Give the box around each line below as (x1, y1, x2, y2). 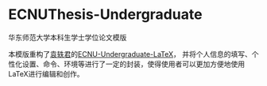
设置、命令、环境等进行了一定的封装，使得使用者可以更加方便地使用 (21, 59, 245, 69)
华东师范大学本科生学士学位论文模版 (8, 32, 127, 42)
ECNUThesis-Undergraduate (8, 6, 203, 24)
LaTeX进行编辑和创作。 (8, 69, 85, 78)
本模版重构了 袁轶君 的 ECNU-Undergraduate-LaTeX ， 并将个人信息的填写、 (8, 49, 252, 58)
